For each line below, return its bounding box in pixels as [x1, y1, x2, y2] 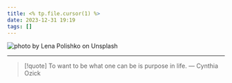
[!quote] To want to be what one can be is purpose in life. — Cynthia [23, 62, 219, 70]
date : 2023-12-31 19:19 [7, 17, 76, 24]
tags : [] [7, 23, 32, 30]
